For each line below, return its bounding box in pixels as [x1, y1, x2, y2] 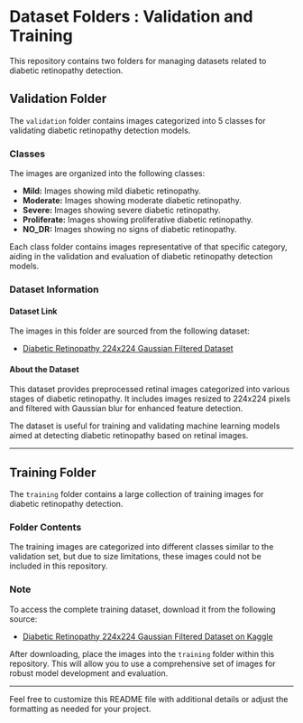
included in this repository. [9, 560, 108, 571]
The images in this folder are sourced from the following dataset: [9, 325, 251, 336]
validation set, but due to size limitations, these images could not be [9, 551, 262, 562]
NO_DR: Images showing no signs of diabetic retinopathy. [22, 224, 237, 235]
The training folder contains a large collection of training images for [9, 489, 264, 500]
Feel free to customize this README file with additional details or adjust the [9, 693, 289, 704]
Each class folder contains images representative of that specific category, [9, 241, 288, 252]
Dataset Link [9, 305, 58, 316]
